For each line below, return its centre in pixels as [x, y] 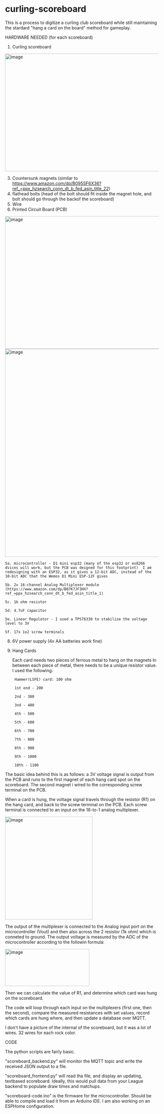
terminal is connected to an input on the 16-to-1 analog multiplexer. [72, 810]
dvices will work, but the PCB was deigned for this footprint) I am [78, 568]
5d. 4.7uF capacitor [26, 610]
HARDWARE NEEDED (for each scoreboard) [49, 37]
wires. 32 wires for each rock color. [41, 1033]
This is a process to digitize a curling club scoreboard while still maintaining [81, 23]
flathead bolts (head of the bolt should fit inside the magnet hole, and [82, 194]
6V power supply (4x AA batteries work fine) [57, 641]
